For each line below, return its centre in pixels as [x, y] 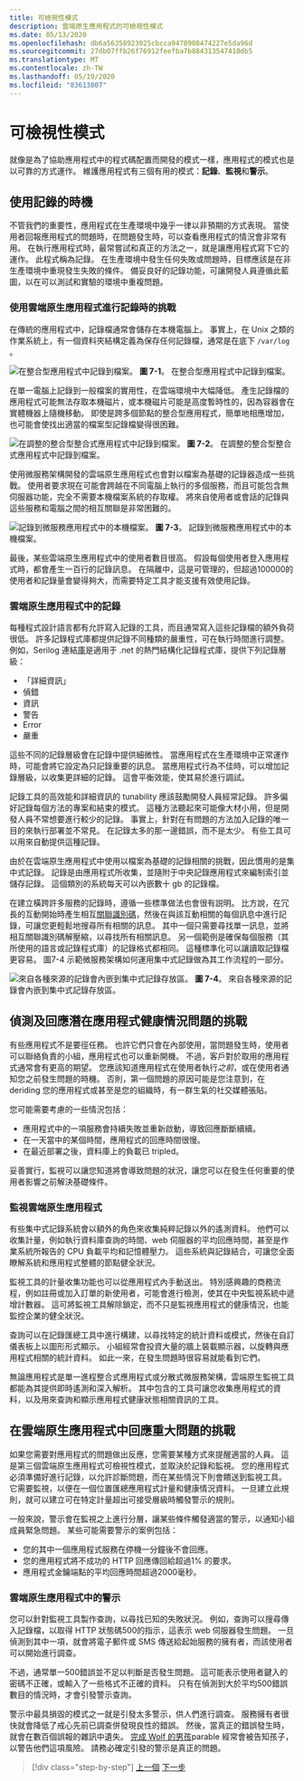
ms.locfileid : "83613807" [58, 85]
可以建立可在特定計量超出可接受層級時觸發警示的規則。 [136, 1500]
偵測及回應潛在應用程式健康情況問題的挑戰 [128, 1021]
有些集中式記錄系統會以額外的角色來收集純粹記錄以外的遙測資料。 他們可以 [149, 1229]
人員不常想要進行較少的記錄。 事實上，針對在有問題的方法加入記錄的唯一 [153, 819]
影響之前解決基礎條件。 [69, 1181]
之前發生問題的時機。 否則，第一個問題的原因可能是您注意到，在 [145, 1079]
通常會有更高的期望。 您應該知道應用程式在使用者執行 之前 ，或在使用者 [149, 1067]
